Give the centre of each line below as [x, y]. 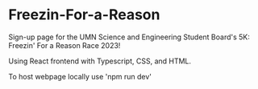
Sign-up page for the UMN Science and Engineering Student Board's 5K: [129, 37]
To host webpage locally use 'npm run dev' [80, 76]
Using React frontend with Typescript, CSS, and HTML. [100, 61]
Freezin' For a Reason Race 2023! [64, 45]
